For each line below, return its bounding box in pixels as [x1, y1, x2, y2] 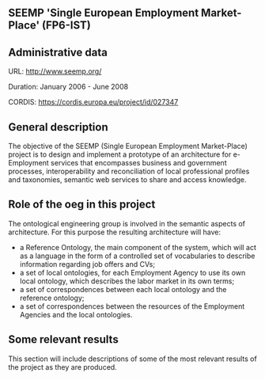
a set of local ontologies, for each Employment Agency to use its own [19, 268, 246, 277]
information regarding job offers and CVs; [19, 259, 156, 268]
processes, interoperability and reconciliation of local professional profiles [8, 166, 250, 177]
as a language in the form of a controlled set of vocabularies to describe [19, 251, 256, 260]
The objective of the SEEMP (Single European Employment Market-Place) [8, 142, 248, 151]
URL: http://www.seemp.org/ [8, 66, 102, 76]
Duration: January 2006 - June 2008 [8, 82, 129, 92]
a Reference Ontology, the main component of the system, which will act [19, 242, 257, 252]
